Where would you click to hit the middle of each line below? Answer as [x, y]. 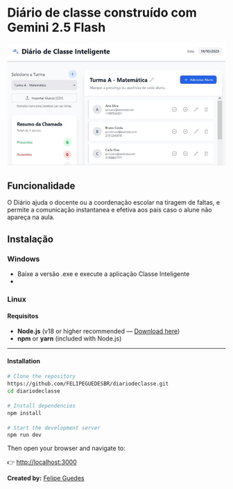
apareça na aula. [31, 217]
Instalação [31, 239]
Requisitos [23, 316]
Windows [24, 259]
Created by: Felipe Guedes [46, 478]
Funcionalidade [41, 186]
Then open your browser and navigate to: [67, 448]
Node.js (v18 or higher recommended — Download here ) [98, 332]
